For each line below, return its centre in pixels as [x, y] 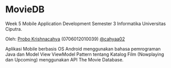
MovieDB [25, 9]
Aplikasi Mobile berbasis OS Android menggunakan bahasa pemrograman [83, 49]
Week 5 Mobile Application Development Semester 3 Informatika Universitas [86, 24]
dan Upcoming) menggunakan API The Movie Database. [65, 59]
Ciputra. [14, 29]
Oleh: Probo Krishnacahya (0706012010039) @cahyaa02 [65, 39]
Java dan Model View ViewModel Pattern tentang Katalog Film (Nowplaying [85, 54]
